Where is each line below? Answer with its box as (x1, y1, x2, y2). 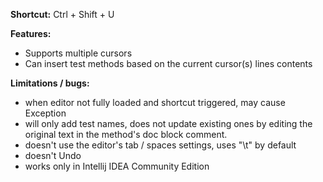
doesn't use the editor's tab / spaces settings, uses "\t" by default (24, 139, 297, 151)
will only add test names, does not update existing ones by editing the (24, 118, 313, 129)
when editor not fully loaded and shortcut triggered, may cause (24, 97, 286, 108)
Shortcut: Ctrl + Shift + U (10, 9, 115, 20)
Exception (24, 107, 67, 119)
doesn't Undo (24, 150, 82, 161)
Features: (10, 28, 52, 39)
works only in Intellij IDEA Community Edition (24, 160, 210, 172)
